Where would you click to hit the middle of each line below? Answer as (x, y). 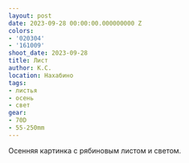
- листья (23, 90)
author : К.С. (30, 68)
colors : (21, 31)
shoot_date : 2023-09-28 (48, 53)
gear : (17, 113)
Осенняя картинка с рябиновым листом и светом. (95, 150)
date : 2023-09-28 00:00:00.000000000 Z (75, 23)
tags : (17, 83)
